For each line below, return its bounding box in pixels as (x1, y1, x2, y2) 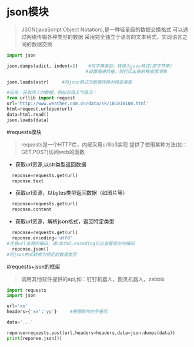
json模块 (6, 5, 49, 19)
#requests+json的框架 (6, 263, 61, 270)
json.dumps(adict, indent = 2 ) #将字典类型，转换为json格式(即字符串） (6, 63, 175, 69)
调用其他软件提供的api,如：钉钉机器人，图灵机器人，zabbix (21, 275, 165, 282)
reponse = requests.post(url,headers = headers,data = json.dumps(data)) (6, 330, 176, 336)
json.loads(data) (6, 117, 49, 123)
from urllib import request (6, 95, 76, 101)
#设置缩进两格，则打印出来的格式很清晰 (85, 68, 167, 74)
